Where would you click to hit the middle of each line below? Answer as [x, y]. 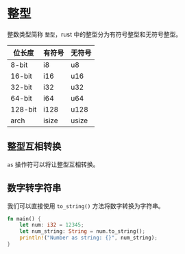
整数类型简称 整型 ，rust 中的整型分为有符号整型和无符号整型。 [95, 34]
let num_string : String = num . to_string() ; [83, 231]
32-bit [22, 87]
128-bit [24, 109]
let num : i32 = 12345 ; [52, 225]
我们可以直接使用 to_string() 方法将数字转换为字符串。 [86, 205]
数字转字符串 [34, 188]
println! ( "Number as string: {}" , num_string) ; [88, 238]
